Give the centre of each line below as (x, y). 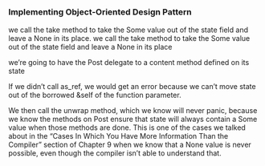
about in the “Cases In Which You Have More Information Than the (118, 136)
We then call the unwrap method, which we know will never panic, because (133, 110)
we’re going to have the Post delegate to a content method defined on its (129, 62)
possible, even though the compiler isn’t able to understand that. (115, 153)
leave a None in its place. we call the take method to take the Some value (129, 38)
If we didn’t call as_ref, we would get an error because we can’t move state (132, 86)
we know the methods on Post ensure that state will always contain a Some (133, 119)
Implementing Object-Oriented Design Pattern (100, 12)
